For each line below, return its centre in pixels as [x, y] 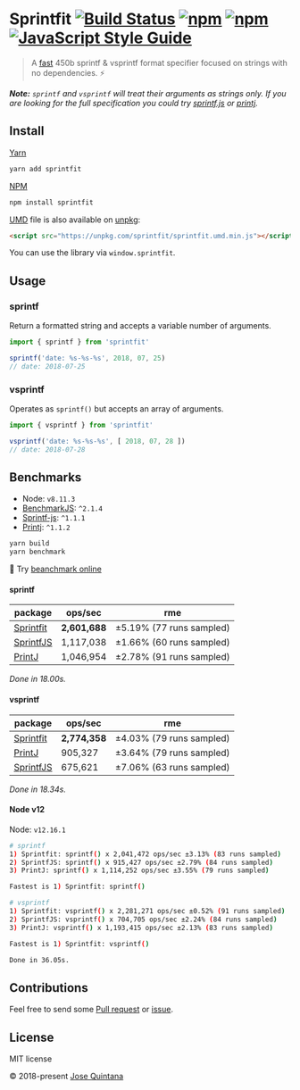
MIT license [31, 1059]
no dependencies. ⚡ [68, 72]
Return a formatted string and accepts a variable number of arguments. [141, 326]
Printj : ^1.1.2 [46, 528]
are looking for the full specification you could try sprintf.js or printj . [134, 103]
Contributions [49, 988]
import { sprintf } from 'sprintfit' [79, 342]
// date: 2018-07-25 [48, 366]
